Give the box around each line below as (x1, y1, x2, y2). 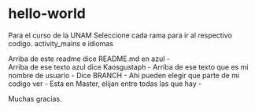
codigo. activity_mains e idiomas (8, 38, 114, 48)
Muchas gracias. (8, 94, 62, 103)
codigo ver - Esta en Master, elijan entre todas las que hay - (8, 79, 202, 88)
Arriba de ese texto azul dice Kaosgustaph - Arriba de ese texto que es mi (8, 62, 249, 71)
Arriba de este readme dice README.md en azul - (8, 54, 171, 63)
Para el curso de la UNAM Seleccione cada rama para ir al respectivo (8, 30, 232, 40)
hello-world (8, 5, 87, 23)
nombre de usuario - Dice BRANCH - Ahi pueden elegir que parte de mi (8, 70, 240, 80)
